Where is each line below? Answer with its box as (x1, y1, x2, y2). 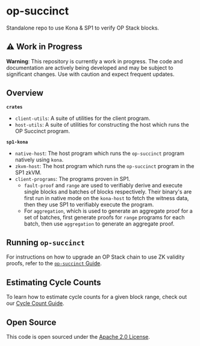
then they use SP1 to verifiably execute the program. (23, 201, 154, 208)
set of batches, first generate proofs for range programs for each (23, 213, 185, 221)
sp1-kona (6, 139, 28, 145)
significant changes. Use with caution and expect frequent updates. (6, 71, 175, 78)
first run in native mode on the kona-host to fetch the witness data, (23, 194, 189, 201)
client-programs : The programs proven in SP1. (14, 175, 131, 182)
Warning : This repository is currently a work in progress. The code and (6, 57, 183, 64)
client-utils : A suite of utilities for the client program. (14, 115, 151, 122)
